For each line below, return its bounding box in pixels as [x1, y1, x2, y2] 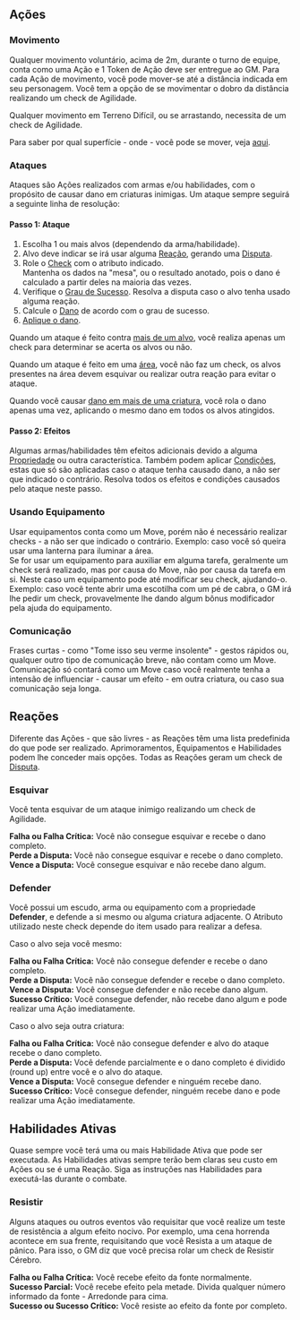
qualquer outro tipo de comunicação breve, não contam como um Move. [9, 654, 277, 665]
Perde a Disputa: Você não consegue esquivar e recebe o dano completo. [9, 850, 284, 861]
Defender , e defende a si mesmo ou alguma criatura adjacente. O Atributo [9, 912, 284, 922]
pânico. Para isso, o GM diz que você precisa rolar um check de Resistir [9, 1245, 275, 1256]
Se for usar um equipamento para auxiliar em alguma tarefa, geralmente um [9, 554, 288, 565]
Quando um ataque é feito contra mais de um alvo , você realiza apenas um [9, 332, 286, 343]
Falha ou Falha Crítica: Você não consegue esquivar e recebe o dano [9, 831, 267, 842]
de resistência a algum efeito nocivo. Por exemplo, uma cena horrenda [9, 1226, 270, 1237]
